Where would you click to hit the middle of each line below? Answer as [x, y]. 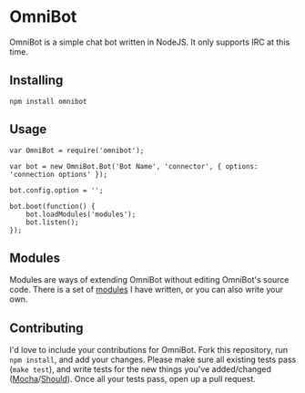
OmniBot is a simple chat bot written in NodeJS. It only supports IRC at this [150, 42]
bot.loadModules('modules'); [81, 214]
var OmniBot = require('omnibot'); [77, 150]
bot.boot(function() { [52, 206]
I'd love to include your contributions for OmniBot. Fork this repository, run [149, 350]
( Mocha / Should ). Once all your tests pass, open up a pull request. [133, 379]
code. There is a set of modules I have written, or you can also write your [147, 290]
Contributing [46, 328]
